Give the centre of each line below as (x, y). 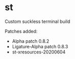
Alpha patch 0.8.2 (30, 41)
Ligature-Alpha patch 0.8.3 (40, 46)
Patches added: (21, 31)
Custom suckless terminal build (37, 21)
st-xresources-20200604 (39, 52)
